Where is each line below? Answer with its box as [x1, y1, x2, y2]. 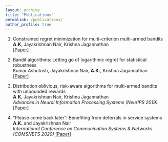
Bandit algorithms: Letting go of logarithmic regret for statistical [12, 57, 147, 63]
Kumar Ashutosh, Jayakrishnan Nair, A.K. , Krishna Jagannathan [12, 68, 148, 74]
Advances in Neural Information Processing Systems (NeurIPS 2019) [12, 99, 158, 106]
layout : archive [5, 7, 40, 13]
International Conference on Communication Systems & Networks [12, 126, 153, 132]
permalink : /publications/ [5, 17, 63, 22]
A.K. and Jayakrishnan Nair [12, 120, 72, 126]
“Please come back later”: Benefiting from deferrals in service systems [12, 115, 162, 121]
